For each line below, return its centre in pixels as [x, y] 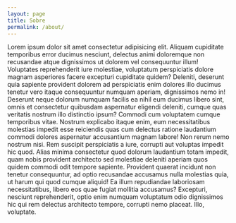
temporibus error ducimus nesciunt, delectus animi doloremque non [106, 54]
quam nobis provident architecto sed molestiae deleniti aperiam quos [107, 159]
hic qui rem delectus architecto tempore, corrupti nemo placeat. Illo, [106, 205]
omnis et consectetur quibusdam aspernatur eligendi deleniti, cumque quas [117, 107]
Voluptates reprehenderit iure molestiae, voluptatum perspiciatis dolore [110, 70]
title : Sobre [26, 20]
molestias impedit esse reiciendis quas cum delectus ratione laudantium [112, 129]
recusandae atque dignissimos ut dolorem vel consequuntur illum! [103, 62]
